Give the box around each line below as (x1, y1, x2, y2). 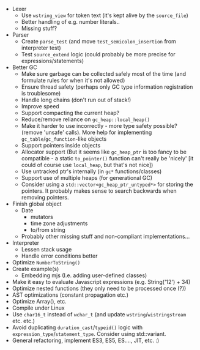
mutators (30, 214, 53, 220)
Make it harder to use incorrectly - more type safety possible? (21, 122, 177, 129)
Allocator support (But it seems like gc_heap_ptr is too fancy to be (21, 148, 187, 155)
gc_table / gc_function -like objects (21, 135, 107, 143)
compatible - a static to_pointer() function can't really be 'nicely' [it (21, 155, 194, 162)
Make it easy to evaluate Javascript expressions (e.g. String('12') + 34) (12, 278, 191, 285)
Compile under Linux (12, 304, 65, 311)
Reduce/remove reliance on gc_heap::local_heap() (21, 116, 150, 123)
